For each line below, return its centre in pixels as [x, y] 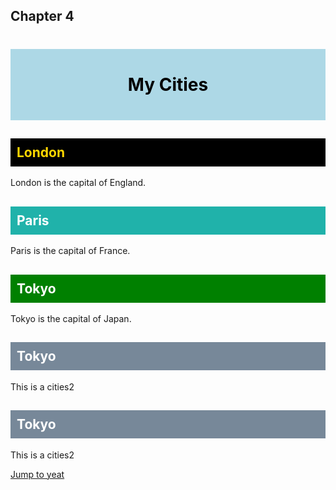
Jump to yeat [37, 474]
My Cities [168, 84]
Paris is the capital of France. [70, 251]
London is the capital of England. [78, 183]
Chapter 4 [42, 16]
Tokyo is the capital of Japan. [71, 319]
